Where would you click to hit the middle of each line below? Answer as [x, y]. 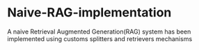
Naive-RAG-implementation [89, 13]
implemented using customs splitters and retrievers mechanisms [100, 38]
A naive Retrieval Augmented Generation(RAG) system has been [99, 32]
